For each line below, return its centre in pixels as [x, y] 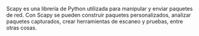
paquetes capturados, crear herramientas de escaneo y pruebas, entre [95, 21]
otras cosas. [22, 28]
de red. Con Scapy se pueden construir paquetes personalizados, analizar [99, 15]
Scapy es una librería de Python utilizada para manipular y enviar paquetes [99, 9]
